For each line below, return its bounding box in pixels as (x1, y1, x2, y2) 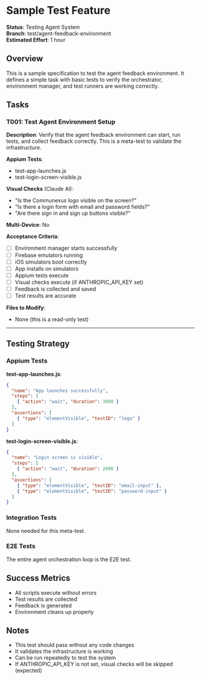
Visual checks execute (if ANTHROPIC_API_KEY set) (14, 278, 144, 286)
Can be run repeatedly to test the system (14, 654, 116, 661)
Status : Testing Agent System (6, 23, 80, 31)
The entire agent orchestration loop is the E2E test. (6, 556, 132, 563)
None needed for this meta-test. (6, 527, 86, 534)
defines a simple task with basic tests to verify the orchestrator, (6, 76, 163, 83)
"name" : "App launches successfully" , (11, 388, 109, 394)
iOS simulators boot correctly (14, 258, 87, 265)
